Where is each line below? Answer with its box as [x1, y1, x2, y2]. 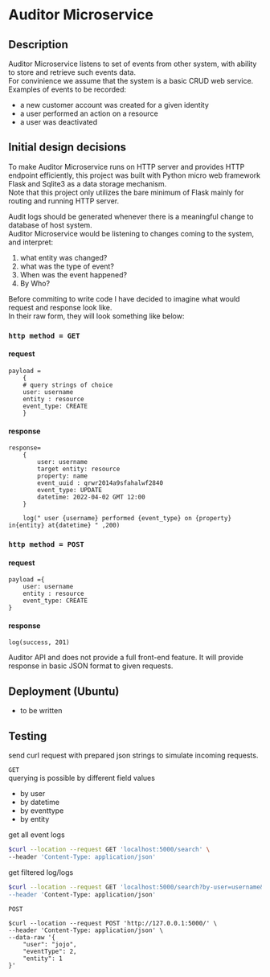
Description [8, 38, 68, 51]
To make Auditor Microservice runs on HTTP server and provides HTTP [8, 162, 245, 171]
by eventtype [19, 806, 64, 815]
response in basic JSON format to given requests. [8, 661, 174, 671]
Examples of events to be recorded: [8, 84, 127, 94]
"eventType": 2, [22, 947, 78, 955]
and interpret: [8, 237, 54, 247]
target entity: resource [37, 465, 121, 474]
